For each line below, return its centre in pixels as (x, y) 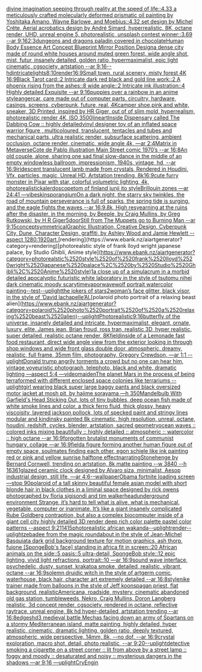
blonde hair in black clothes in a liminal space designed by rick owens (93, 489)
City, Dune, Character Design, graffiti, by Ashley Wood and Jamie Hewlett (97, 233)
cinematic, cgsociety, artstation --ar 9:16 (57, 66)
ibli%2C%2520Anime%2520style (48, 271)
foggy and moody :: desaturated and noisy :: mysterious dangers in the (94, 656)
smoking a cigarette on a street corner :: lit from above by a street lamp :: (96, 650)
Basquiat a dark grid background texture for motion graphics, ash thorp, (95, 540)
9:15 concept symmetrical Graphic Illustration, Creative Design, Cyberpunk (96, 227)
